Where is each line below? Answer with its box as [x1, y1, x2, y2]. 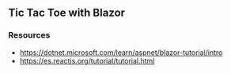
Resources [8, 30, 51, 41]
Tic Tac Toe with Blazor [8, 6, 125, 20]
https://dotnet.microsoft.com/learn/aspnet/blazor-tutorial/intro [19, 47, 223, 57]
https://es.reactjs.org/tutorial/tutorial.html [19, 56, 155, 65]
